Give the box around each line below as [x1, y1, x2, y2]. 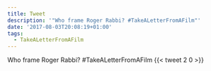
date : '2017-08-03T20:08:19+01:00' [7, 23, 113, 30]
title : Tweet [7, 10, 46, 18]
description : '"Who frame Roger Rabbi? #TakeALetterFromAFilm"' [7, 17, 201, 24]
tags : [7, 30, 23, 37]
